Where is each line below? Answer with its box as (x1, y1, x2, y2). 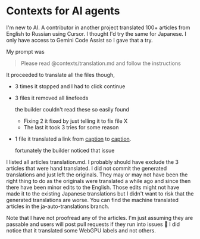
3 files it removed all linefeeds (14, 94, 89, 101)
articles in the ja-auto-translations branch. (6, 203, 110, 210)
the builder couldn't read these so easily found (14, 105, 130, 113)
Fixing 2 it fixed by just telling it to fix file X (23, 117, 128, 125)
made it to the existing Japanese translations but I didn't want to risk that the (6, 190, 194, 197)
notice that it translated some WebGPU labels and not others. (6, 226, 156, 234)
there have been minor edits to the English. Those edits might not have (6, 184, 180, 191)
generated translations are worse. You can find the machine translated (6, 196, 179, 203)
